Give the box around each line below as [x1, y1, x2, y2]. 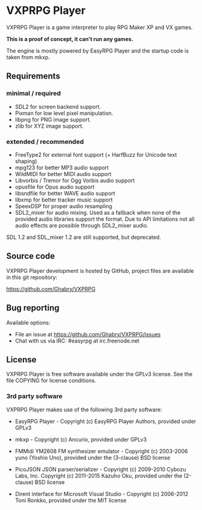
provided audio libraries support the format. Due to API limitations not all [14, 215, 195, 223]
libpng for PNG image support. [14, 116, 92, 123]
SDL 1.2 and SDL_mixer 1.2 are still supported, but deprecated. [6, 234, 162, 241]
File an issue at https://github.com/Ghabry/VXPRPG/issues [14, 330, 161, 338]
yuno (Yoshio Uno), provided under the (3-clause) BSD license [14, 454, 171, 461]
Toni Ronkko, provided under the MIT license [14, 497, 127, 504]
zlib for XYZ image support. [14, 122, 84, 129]
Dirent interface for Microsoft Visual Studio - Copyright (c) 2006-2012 [14, 490, 189, 497]
